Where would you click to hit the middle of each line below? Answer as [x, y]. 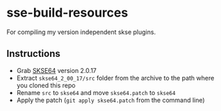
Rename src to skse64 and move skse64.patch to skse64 [96, 92]
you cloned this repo [46, 85]
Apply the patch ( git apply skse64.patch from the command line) [111, 100]
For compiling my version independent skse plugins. [81, 32]
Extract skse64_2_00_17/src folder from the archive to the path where [115, 78]
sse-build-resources [67, 13]
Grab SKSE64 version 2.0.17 [56, 70]
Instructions [33, 54]
